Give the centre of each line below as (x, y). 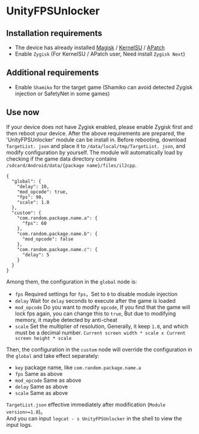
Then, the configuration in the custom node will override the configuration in (99, 349)
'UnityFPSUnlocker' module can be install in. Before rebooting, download (97, 140)
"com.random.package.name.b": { (57, 234)
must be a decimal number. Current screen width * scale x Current (100, 332)
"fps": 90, (31, 197)
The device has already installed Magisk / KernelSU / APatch (90, 47)
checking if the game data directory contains (61, 159)
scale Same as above (41, 393)
